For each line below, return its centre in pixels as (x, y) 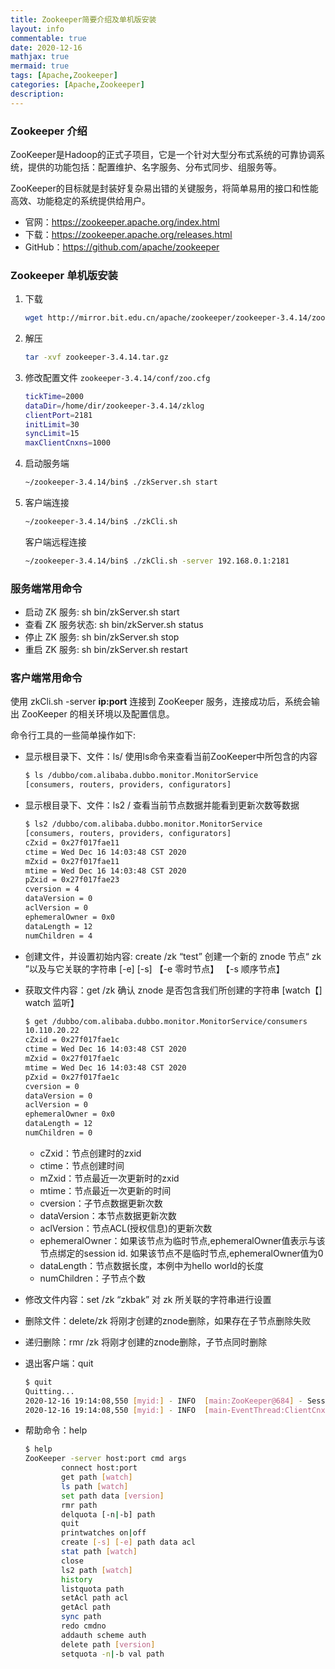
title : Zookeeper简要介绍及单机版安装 (83, 19)
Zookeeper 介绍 (49, 131)
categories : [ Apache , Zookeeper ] (77, 85)
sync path (81, 1617)
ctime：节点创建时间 (82, 1165)
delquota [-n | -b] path (108, 1514)
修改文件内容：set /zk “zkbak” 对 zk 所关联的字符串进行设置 (148, 1299)
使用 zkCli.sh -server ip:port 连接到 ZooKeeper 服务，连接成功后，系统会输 (165, 702)
